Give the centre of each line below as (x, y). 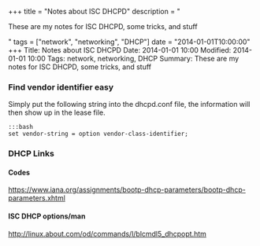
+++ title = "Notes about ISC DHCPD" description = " (94, 11)
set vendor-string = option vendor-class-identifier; (98, 134)
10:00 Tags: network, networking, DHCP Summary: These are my (133, 59)
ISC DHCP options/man (47, 216)
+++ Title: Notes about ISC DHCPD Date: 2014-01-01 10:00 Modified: (120, 50)
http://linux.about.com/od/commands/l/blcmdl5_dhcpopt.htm (108, 233)
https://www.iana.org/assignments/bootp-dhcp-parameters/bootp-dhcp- (127, 190)
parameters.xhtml (37, 198)
